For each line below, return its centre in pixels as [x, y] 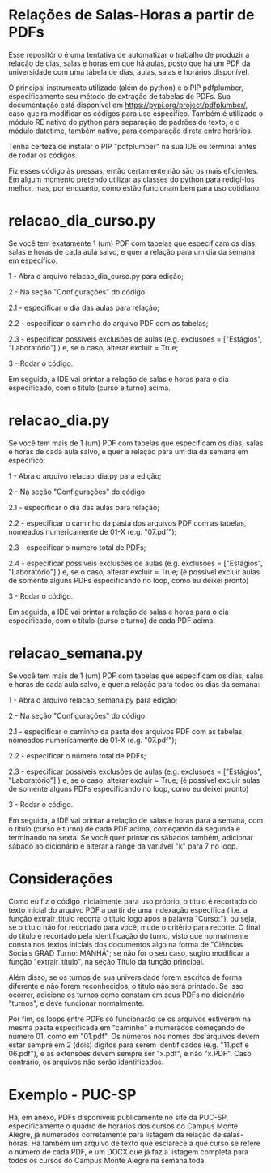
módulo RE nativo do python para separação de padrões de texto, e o [124, 122]
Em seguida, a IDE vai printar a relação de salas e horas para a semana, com [136, 820]
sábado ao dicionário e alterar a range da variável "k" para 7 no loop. [123, 846]
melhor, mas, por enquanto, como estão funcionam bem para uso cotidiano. [135, 187]
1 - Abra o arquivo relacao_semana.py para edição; [93, 700]
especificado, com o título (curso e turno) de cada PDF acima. [112, 620]
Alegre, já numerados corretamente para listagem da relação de [115, 1134]
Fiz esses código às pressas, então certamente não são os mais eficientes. [133, 170]
